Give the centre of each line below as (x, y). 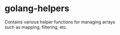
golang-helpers (37, 9)
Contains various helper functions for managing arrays (60, 22)
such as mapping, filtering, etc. (36, 27)
